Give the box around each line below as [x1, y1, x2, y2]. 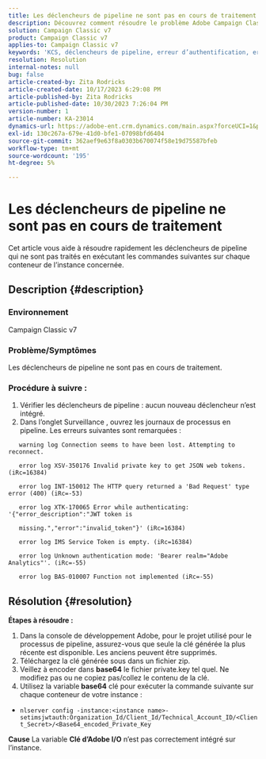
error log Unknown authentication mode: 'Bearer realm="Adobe [18, 552, 228, 560]
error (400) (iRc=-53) [8, 489, 83, 498]
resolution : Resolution [8, 56, 87, 64]
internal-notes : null [8, 63, 80, 71]
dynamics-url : [8, 122, 55, 130]
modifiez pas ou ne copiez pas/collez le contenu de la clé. [19, 673, 210, 683]
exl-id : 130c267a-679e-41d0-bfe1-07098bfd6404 [8, 129, 165, 137]
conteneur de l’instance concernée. [8, 260, 124, 270]
